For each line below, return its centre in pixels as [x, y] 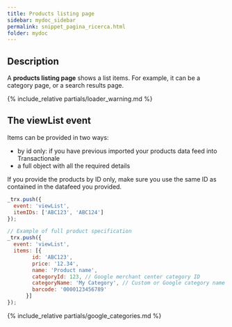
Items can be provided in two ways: [58, 137]
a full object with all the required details [74, 166]
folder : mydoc [28, 33]
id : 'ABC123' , [52, 257]
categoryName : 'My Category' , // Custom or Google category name [129, 283]
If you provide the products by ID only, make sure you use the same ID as [112, 179]
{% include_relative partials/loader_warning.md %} [80, 99]
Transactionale [39, 158]
